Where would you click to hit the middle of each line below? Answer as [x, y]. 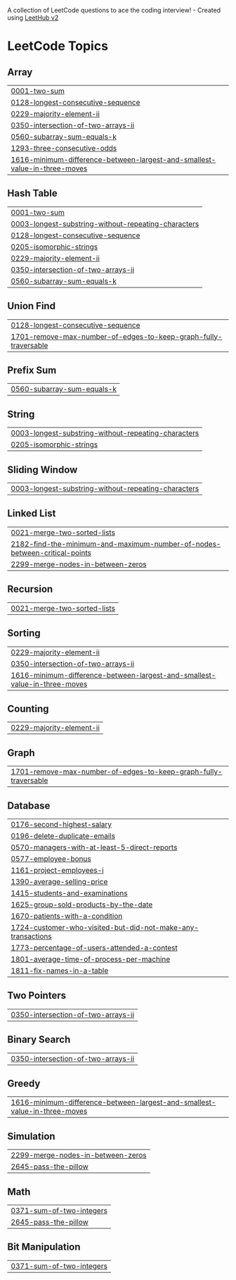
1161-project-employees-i [57, 870]
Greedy [24, 1083]
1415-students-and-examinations [69, 893]
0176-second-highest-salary [61, 824]
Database [29, 806]
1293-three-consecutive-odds [64, 148]
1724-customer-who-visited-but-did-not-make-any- [105, 927]
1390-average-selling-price [59, 881]
